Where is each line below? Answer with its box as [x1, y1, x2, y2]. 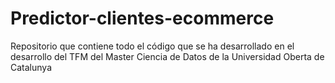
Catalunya [10, 61, 52, 73]
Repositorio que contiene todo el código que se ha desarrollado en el [10, 40, 295, 52]
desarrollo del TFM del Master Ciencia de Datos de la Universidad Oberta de [10, 50, 325, 62]
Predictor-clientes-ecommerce [10, 7, 275, 30]
